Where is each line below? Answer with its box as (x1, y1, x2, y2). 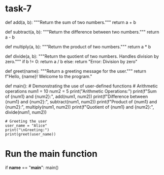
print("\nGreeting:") (5, 127, 50, 132)
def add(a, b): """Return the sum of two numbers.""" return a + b (5, 19, 136, 25)
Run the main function (5, 148, 98, 160)
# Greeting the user (5, 119, 48, 124)
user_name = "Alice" (5, 123, 48, 128)
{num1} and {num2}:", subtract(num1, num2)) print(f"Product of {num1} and (5, 98, 158, 104)
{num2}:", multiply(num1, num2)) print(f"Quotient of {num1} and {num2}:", (5, 104, 154, 110)
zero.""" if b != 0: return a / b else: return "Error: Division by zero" (5, 58, 138, 64)
